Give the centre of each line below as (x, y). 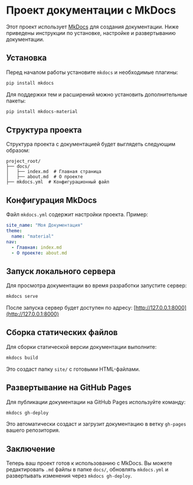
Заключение (31, 449)
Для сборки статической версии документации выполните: (81, 346)
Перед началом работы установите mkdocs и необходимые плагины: (92, 72)
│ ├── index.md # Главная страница (54, 172)
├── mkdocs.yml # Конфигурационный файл (58, 182)
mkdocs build (22, 358)
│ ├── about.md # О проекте (45, 177)
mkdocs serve (22, 297)
